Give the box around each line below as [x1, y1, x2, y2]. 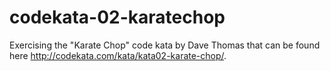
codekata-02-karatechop [9, 6, 226, 29]
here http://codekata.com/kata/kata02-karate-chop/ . [9, 49, 227, 61]
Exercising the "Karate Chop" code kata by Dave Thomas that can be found [9, 39, 321, 51]
